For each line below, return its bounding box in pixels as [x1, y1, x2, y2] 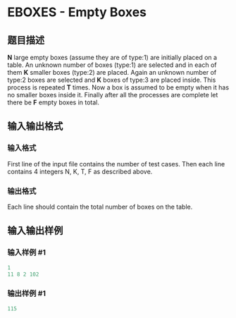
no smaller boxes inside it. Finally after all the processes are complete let [7, 91, 218, 99]
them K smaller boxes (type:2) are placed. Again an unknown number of [7, 68, 217, 76]
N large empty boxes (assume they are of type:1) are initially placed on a [7, 54, 217, 61]
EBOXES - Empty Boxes [7, 4, 147, 20]
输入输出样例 [7, 225, 63, 237]
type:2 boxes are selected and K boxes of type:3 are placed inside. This [7, 75, 216, 84]
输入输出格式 [7, 121, 63, 133]
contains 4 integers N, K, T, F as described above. [7, 167, 153, 176]
